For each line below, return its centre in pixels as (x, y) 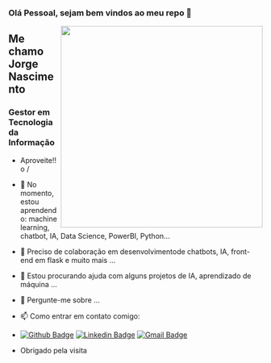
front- (241, 251)
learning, (35, 227)
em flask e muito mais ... (75, 260)
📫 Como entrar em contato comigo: (80, 316)
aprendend (38, 210)
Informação (31, 143)
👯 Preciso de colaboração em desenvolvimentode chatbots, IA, (125, 251)
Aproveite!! (38, 160)
